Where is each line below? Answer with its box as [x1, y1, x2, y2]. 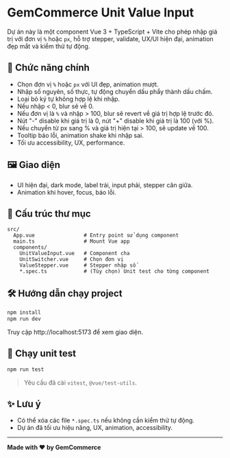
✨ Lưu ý [7, 398, 41, 410]
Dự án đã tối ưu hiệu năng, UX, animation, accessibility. [16, 424, 173, 432]
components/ [13, 244, 48, 251]
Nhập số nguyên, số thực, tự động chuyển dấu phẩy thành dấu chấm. [16, 87, 213, 95]
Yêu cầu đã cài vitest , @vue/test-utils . [23, 378, 137, 387]
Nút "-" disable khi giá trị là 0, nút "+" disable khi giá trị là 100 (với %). [16, 117, 214, 125]
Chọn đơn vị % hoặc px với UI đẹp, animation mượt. [16, 80, 159, 88]
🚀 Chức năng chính [7, 62, 90, 73]
